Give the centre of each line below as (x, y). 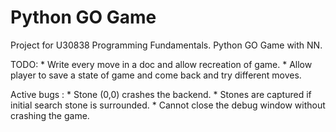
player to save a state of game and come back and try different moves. (156, 75)
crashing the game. (50, 115)
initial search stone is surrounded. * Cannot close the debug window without (168, 105)
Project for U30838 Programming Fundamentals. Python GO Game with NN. (166, 45)
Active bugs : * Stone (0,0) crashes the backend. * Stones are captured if (161, 94)
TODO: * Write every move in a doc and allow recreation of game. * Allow (161, 64)
